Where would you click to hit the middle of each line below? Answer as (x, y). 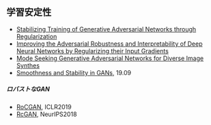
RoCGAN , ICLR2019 (44, 107)
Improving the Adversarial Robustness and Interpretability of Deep (109, 44)
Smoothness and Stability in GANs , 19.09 (73, 72)
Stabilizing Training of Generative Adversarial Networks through (106, 29)
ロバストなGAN (28, 89)
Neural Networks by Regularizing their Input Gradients (92, 51)
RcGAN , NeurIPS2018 (46, 114)
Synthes (28, 65)
